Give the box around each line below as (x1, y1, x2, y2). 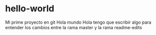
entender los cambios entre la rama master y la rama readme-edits (5, 24, 142, 30)
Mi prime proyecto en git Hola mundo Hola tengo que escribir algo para (5, 19, 152, 25)
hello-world (5, 3, 55, 14)
